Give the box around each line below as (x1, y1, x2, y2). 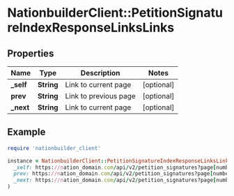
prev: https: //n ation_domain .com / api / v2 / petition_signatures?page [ (13, 170, 214, 177)
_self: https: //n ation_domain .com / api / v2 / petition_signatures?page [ (13, 164, 217, 171)
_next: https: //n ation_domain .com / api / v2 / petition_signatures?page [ (13, 176, 217, 184)
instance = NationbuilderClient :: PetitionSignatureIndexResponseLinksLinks (7, 157, 232, 165)
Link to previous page (65, 91, 136, 100)
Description (80, 68, 120, 77)
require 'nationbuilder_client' (7, 144, 101, 151)
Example (7, 126, 46, 138)
